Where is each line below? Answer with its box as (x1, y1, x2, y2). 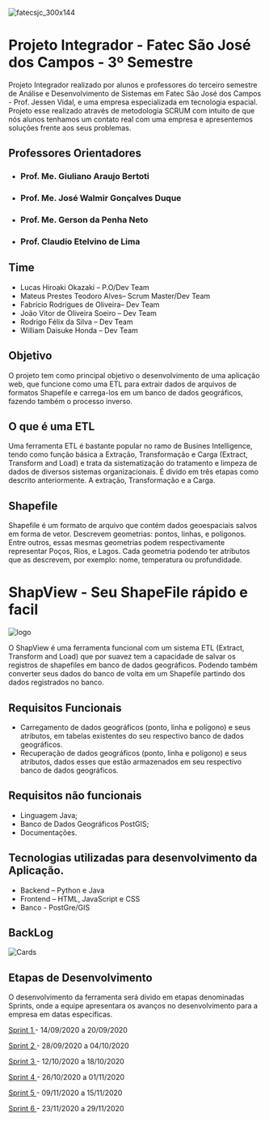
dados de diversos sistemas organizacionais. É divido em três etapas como (8, 467, 259, 477)
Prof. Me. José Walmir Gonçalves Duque (19, 193, 182, 204)
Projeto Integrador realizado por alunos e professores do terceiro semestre (8, 79, 258, 89)
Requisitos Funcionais (8, 701, 123, 714)
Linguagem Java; (19, 810, 78, 820)
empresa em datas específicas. (8, 1009, 113, 1020)
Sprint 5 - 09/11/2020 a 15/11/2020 (8, 1088, 123, 1098)
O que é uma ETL (8, 420, 95, 433)
